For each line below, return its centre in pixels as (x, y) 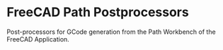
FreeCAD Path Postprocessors (98, 12)
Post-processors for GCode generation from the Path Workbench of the (111, 32)
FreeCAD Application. (38, 39)
